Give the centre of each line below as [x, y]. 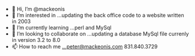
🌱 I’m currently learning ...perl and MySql [61, 27]
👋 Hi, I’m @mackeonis [38, 9]
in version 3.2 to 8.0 [36, 40]
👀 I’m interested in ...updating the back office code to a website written [98, 15]
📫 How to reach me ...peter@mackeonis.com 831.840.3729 [84, 46]
